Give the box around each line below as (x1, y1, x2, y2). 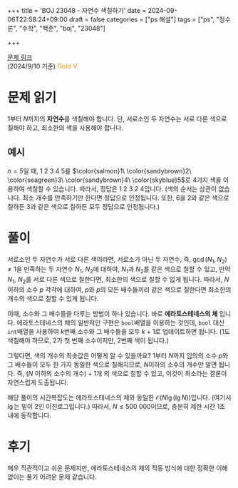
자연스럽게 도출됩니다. (7, 378, 69, 387)
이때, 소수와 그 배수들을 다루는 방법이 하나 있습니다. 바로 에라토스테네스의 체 (7, 310, 218, 318)
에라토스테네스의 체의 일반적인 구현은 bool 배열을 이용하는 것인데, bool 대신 (16, 318, 225, 327)
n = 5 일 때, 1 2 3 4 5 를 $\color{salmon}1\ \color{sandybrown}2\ (7, 166, 192, 175)
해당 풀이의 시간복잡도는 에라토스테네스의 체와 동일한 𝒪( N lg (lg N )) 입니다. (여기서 (7, 393, 232, 402)
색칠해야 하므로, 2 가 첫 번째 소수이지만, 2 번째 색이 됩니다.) (7, 336, 170, 345)
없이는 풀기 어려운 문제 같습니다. (7, 473, 98, 482)
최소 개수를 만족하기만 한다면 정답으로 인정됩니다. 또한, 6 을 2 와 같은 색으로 (22, 193, 229, 202)
